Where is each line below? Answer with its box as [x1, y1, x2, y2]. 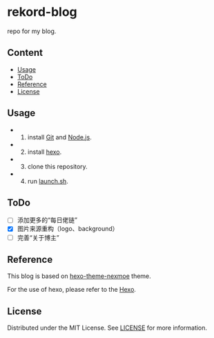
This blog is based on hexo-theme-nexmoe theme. [7, 272, 152, 280]
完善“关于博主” [17, 233, 60, 241]
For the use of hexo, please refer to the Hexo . [7, 286, 137, 294]
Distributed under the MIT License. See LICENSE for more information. [7, 324, 208, 332]
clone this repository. [27, 162, 88, 170]
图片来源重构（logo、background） [17, 225, 119, 233]
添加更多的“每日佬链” [17, 216, 78, 224]
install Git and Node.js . [27, 132, 92, 141]
